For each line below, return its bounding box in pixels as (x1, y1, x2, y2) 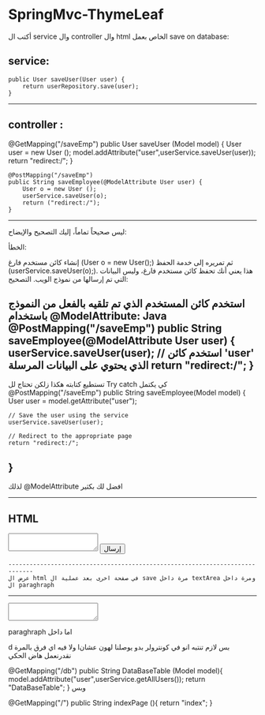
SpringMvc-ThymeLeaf (8, 6, 164, 24)
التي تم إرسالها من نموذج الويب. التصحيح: (8, 274, 129, 283)
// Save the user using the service (8, 412, 129, 420)
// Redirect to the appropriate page (8, 432, 132, 440)
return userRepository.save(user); (22, 82, 140, 90)
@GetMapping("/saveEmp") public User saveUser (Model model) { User (8, 139, 242, 148)
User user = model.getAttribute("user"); (8, 396, 137, 406)
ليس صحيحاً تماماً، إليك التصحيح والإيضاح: (8, 226, 128, 236)
